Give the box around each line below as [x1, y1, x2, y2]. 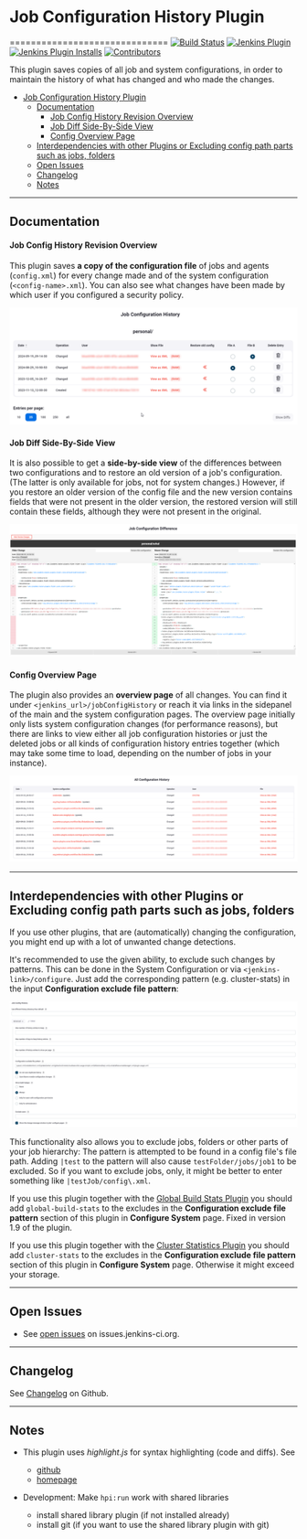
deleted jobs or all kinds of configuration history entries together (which [9, 738, 281, 749]
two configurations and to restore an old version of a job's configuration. [9, 467, 283, 478]
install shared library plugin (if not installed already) [36, 1510, 230, 1521]
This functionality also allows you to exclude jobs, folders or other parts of [9, 1136, 289, 1147]
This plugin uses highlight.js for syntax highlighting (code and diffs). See [22, 1447, 295, 1458]
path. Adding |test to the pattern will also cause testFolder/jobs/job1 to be [9, 1155, 297, 1167]
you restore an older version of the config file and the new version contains [9, 486, 293, 497]
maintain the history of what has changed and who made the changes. [9, 73, 275, 84]
